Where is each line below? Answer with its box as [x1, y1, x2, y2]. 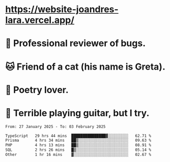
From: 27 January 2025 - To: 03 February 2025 [5, 124, 106, 129]
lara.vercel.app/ [5, 14, 75, 26]
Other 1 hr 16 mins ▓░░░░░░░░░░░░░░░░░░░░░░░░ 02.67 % [5, 152, 152, 157]
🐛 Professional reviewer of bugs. [5, 38, 146, 49]
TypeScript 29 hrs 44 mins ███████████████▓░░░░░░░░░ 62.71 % [5, 133, 152, 138]
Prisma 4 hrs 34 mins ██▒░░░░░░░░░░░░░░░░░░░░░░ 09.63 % [5, 138, 152, 143]
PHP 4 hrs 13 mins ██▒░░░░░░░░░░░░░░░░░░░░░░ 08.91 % [5, 143, 152, 148]
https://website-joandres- [5, 4, 119, 15]
